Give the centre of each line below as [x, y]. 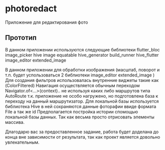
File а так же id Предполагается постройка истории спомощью [72, 112]
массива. [15, 122]
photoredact [31, 9]
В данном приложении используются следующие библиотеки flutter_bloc [82, 49]
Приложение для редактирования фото [47, 22]
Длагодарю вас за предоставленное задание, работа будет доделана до [82, 132]
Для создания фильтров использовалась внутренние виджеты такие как [82, 80]
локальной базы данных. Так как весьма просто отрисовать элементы [80, 117]
